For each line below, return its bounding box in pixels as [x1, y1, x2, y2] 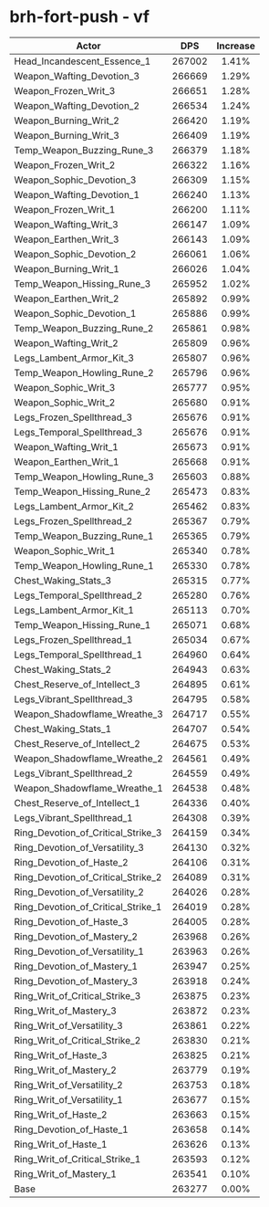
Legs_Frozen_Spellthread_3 [14, 411, 133, 424]
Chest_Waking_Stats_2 [14, 663, 112, 676]
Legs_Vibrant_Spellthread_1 [14, 811, 134, 824]
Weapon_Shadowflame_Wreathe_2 [14, 751, 164, 764]
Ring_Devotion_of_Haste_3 [14, 915, 129, 928]
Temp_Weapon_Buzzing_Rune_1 [14, 530, 154, 542]
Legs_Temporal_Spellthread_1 [14, 648, 143, 661]
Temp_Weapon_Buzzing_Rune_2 [14, 321, 154, 334]
